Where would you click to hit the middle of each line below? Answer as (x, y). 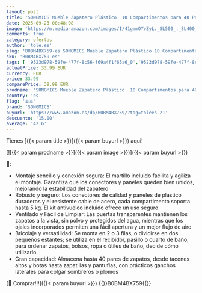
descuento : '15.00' (31, 118)
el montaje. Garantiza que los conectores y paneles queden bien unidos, (105, 182)
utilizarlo (26, 253)
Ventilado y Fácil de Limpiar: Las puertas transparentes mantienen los (101, 214)
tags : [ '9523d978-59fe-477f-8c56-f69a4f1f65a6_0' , (72, 62)
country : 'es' (24, 96)
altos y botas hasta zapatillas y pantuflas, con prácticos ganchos (95, 265)
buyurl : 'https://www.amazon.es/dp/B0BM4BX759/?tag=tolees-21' (87, 113)
